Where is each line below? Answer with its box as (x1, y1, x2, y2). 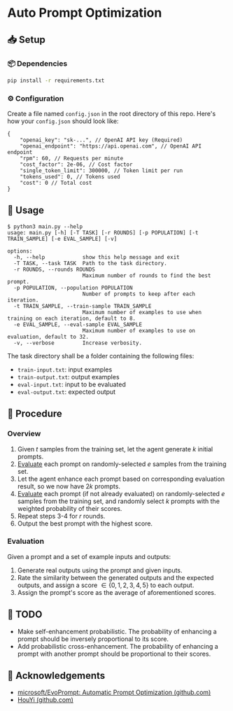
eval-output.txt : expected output (17, 387, 116, 396)
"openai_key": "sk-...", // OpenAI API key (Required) (20, 136, 183, 144)
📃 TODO (7, 609, 43, 621)
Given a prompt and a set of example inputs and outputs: (7, 552, 171, 561)
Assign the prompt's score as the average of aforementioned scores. (17, 588, 216, 596)
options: (7, 247, 33, 255)
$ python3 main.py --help (7, 223, 83, 230)
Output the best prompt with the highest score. (17, 519, 153, 528)
